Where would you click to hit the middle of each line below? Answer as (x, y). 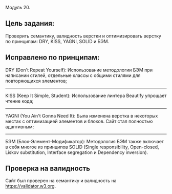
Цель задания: (30, 23)
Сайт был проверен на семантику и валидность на (61, 181)
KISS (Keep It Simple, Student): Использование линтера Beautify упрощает (86, 95)
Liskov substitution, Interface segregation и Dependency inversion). (77, 152)
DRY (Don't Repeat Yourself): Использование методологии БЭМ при (79, 70)
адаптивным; (20, 127)
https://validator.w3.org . (31, 186)
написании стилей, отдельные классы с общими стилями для (73, 75)
